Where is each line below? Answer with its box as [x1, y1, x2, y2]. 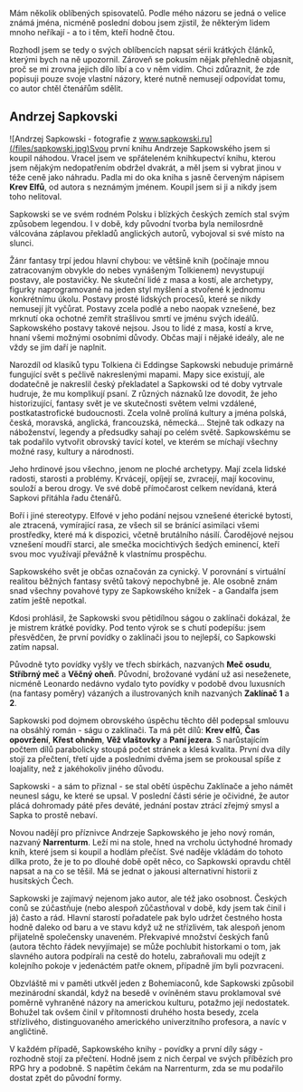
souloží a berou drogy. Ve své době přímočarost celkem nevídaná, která [9, 482, 278, 493]
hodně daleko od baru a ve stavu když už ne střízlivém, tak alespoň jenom [9, 922, 286, 933]
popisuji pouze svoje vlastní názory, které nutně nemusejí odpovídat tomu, [9, 73, 287, 84]
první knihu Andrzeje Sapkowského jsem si [109, 142, 271, 153]
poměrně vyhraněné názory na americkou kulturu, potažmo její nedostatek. [9, 997, 290, 1008]
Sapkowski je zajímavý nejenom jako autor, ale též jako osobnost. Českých [9, 893, 288, 904]
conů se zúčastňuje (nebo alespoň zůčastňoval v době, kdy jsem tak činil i [9, 902, 287, 913]
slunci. [9, 237, 34, 248]
